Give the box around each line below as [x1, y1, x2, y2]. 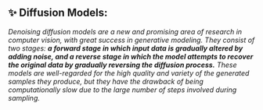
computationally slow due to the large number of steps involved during [8, 85, 237, 94]
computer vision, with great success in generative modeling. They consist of [8, 35, 255, 44]
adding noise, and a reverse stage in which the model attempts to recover [8, 51, 254, 61]
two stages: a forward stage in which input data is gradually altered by [8, 43, 243, 53]
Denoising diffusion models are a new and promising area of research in [8, 27, 243, 36]
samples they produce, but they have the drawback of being [8, 76, 204, 86]
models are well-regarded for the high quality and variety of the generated [8, 68, 250, 77]
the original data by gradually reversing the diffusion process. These [8, 60, 237, 69]
